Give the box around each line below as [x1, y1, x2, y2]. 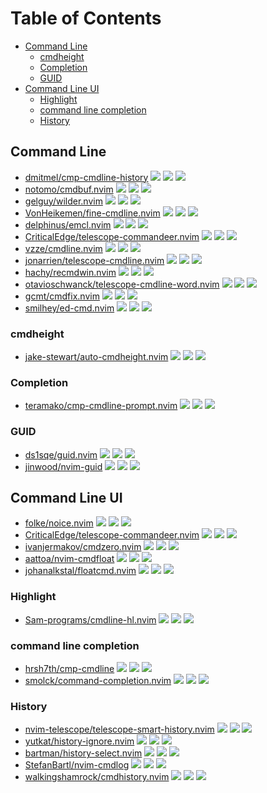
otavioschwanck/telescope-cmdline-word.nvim [24, 278, 220, 290]
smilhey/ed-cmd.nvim [24, 302, 115, 314]
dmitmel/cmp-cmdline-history [24, 171, 149, 183]
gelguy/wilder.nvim [24, 195, 103, 207]
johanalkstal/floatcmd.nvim [24, 565, 137, 577]
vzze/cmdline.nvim [24, 242, 103, 254]
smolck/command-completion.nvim [24, 675, 172, 687]
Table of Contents [10, 7, 162, 30]
